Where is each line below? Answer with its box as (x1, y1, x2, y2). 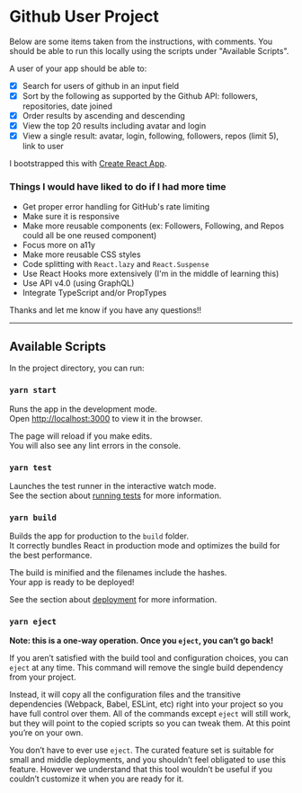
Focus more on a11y (22, 239, 96, 250)
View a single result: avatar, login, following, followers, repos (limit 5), (22, 130, 280, 141)
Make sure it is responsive (22, 210, 120, 221)
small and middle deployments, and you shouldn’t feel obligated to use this (9, 753, 286, 765)
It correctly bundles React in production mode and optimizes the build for (9, 540, 280, 551)
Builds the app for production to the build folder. (9, 530, 190, 541)
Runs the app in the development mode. (9, 403, 157, 414)
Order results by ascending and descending (22, 111, 186, 121)
